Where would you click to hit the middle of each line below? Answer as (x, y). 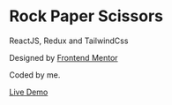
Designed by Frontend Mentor (64, 57)
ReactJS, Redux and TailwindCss (69, 41)
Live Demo (29, 92)
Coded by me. (35, 75)
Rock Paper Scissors (86, 16)
